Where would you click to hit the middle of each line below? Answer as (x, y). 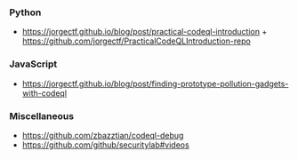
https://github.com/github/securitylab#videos (105, 145)
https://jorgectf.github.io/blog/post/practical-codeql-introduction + (145, 32)
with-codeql (44, 93)
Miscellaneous (41, 115)
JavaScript (33, 64)
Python (25, 12)
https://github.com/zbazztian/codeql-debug (103, 135)
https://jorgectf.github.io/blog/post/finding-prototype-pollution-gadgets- (155, 83)
